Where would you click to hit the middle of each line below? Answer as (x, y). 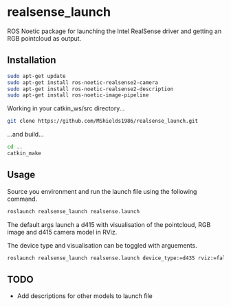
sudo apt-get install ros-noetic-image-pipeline (78, 95)
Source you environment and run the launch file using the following (102, 191)
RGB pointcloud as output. (44, 38)
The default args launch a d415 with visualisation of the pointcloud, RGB (109, 224)
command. (22, 199)
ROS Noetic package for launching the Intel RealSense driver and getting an (114, 31)
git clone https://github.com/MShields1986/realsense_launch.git (102, 121)
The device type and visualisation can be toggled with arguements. (102, 245)
